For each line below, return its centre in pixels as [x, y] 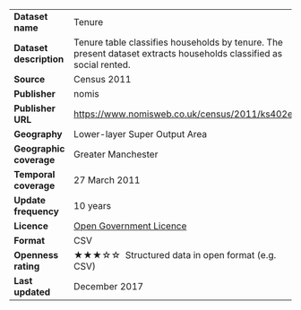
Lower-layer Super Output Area [140, 134]
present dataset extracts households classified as [178, 53]
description [39, 59]
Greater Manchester [116, 154]
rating [27, 266]
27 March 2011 [107, 180]
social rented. [102, 65]
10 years [92, 206]
